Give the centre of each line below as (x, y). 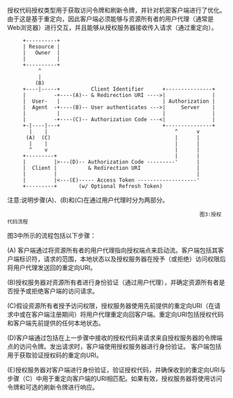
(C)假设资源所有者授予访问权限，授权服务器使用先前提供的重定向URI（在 (111, 306)
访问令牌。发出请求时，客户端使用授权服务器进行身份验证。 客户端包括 (120, 346)
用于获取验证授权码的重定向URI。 (55, 355)
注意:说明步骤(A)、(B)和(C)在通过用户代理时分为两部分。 (88, 200)
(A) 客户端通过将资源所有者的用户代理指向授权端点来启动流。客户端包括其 (113, 250)
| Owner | (41, 53)
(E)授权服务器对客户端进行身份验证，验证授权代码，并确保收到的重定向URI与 (116, 370)
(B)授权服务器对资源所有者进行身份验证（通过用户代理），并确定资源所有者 (113, 282)
